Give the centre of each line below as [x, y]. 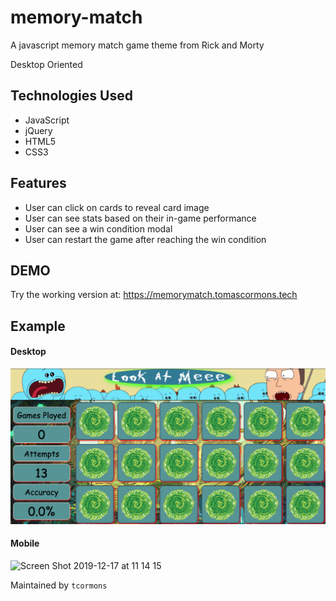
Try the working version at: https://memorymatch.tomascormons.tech [154, 295]
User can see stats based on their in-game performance [140, 218]
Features [38, 183]
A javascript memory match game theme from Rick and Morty [137, 45]
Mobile [25, 543]
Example [38, 326]
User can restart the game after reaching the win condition [145, 239]
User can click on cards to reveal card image [117, 207]
